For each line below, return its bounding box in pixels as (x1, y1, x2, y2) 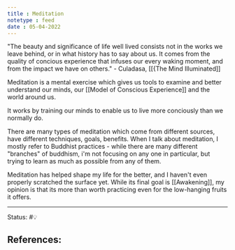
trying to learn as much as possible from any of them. (7, 157, 162, 166)
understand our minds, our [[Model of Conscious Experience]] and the (7, 85, 211, 94)
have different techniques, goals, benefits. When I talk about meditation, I (7, 135, 218, 143)
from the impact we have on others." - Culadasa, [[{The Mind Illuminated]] (7, 64, 221, 73)
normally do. (7, 114, 43, 122)
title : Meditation (7, 10, 64, 17)
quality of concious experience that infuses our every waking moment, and (7, 57, 224, 66)
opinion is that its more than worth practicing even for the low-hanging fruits (7, 186, 227, 194)
